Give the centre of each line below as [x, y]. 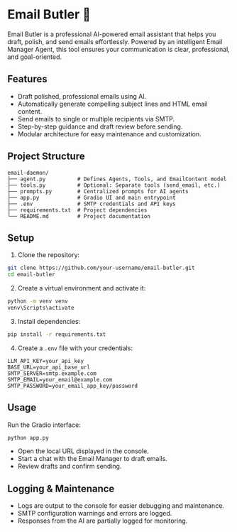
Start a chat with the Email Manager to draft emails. [93, 459]
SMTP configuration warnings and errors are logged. [95, 514]
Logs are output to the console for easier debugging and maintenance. [121, 506]
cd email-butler [31, 275]
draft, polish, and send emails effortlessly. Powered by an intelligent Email [115, 41]
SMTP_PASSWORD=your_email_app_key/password [73, 386]
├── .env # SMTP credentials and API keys [92, 204]
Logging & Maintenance [61, 488]
